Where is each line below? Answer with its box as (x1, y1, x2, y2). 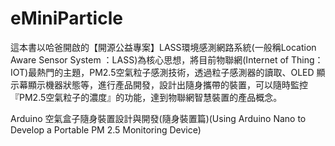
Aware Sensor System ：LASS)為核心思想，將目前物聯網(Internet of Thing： (10, 53, 324, 66)
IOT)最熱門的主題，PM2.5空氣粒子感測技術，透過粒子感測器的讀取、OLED (10, 66, 315, 78)
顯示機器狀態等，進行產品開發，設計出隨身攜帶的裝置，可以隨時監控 (27, 78, 308, 91)
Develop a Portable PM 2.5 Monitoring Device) (10, 123, 202, 136)
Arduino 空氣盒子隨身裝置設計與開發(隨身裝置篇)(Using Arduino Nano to (10, 112, 307, 124)
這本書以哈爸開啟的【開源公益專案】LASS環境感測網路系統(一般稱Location (10, 41, 317, 53)
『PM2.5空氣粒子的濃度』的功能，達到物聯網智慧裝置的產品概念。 (10, 91, 283, 103)
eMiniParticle (10, 7, 123, 30)
